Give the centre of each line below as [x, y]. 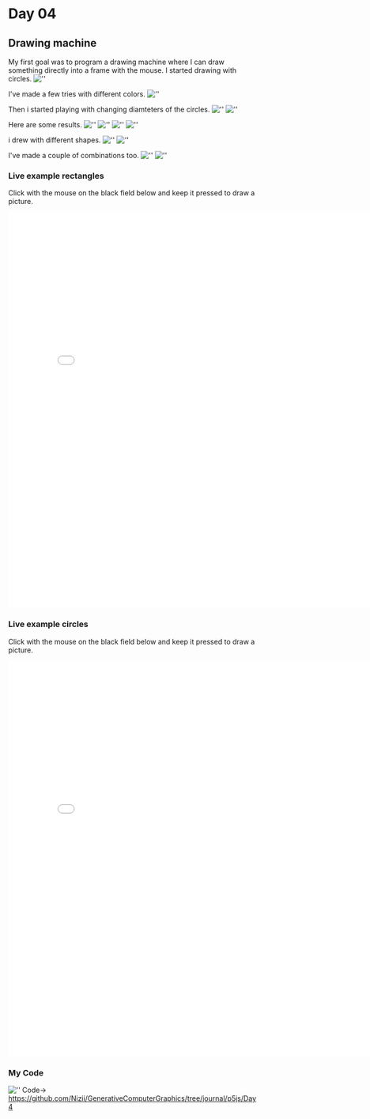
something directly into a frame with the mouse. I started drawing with [123, 70]
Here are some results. [45, 125]
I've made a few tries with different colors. [77, 94]
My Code [26, 1072]
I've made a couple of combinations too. [74, 155]
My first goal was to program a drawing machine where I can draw [117, 62]
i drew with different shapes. [55, 140]
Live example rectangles [56, 176]
